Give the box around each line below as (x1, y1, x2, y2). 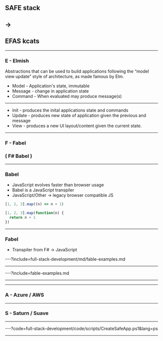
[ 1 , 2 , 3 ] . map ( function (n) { (5, 210, 64, 216)
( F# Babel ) (5, 152, 33, 159)
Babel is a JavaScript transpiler (12, 187, 74, 193)
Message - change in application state (12, 88, 89, 94)
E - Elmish (5, 57, 29, 64)
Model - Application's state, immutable (12, 83, 90, 89)
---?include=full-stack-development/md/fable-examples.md (5, 256, 126, 262)
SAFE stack (5, 4, 40, 12)
